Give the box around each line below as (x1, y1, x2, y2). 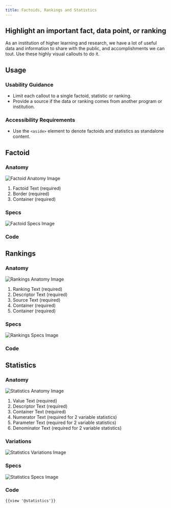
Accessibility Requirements (5, 116, 76, 123)
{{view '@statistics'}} (5, 498, 56, 503)
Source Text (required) (12, 297, 61, 303)
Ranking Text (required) (12, 286, 63, 292)
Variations (5, 437, 32, 444)
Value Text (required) (12, 397, 58, 404)
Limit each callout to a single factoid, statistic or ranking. (12, 93, 132, 99)
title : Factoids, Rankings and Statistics (5, 7, 97, 13)
